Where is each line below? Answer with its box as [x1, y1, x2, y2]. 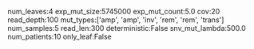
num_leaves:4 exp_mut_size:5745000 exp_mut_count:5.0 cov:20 [7, 7, 220, 16]
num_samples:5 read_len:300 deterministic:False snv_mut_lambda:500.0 [7, 24, 247, 32]
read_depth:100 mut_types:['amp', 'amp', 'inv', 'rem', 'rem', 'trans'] [7, 15, 224, 24]
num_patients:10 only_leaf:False [7, 32, 113, 41]
